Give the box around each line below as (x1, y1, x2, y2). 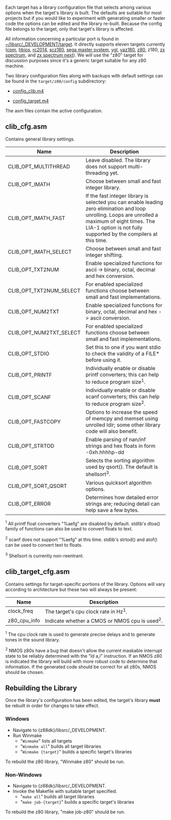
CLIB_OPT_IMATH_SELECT (8, 248, 72, 255)
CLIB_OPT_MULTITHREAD (8, 163, 70, 170)
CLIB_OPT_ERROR (8, 500, 51, 507)
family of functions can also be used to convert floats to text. (5, 526, 133, 532)
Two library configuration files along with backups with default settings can (5, 73, 163, 78)
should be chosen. (5, 669, 44, 675)
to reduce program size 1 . (85, 377, 146, 386)
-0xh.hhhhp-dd (85, 449, 125, 456)
